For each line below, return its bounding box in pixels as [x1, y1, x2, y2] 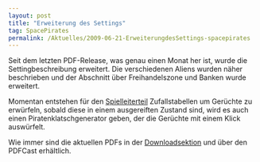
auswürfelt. [8, 122, 45, 132]
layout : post [8, 11, 52, 20]
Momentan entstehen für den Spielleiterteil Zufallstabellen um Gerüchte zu [8, 97, 253, 106]
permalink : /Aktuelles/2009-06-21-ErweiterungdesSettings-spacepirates [8, 34, 250, 42]
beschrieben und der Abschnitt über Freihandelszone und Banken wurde [8, 73, 246, 82]
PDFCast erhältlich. [8, 146, 72, 156]
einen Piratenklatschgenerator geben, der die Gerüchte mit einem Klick [8, 113, 241, 124]
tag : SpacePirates [8, 26, 69, 34]
